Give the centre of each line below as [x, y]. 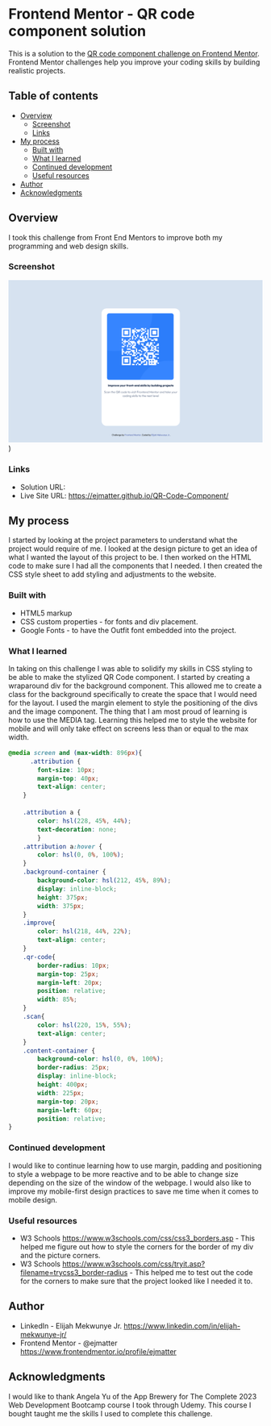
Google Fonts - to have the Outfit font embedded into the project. [128, 630]
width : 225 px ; [61, 1093]
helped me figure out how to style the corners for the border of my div [137, 1246]
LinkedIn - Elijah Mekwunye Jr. [71, 1326]
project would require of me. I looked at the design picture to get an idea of [133, 548]
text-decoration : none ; [77, 829]
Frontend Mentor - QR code [102, 14]
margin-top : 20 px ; [68, 1102]
